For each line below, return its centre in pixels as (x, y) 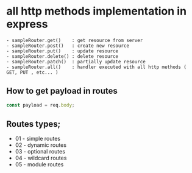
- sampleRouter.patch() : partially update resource (76, 62)
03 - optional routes (40, 152)
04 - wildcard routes (41, 158)
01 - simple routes (38, 139)
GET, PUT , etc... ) (33, 72)
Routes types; (34, 124)
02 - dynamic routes (41, 145)
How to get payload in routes (62, 91)
